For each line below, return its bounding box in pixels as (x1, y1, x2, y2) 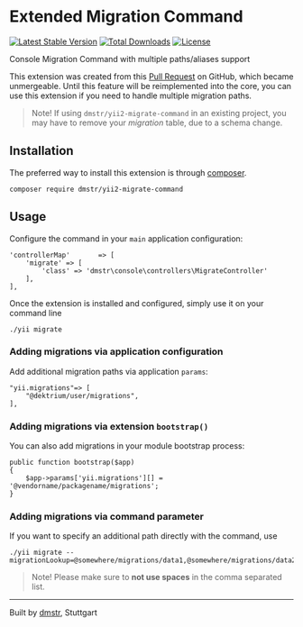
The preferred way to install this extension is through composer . (9, 167, 247, 177)
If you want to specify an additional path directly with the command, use (9, 531, 278, 541)
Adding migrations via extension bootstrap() (9, 420, 209, 432)
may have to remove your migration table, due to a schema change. (31, 117, 283, 128)
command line (9, 307, 62, 318)
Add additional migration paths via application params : (9, 366, 209, 377)
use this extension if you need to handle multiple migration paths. (9, 90, 252, 101)
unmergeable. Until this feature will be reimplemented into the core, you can (9, 80, 291, 91)
